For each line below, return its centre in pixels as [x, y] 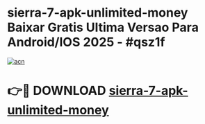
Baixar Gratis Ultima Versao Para [103, 27]
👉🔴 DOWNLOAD [57, 91]
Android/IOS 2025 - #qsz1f [86, 42]
